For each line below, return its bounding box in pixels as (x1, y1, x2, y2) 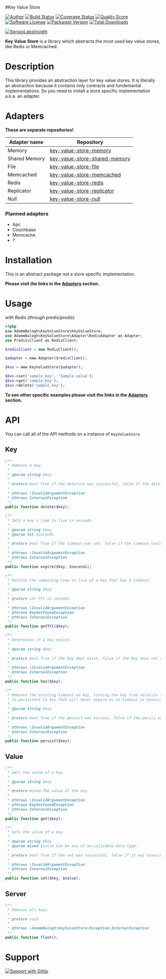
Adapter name (9, 138, 43, 145)
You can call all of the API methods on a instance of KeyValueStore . (5, 431, 141, 437)
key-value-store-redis (49, 179, 104, 186)
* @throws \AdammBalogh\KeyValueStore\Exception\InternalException (7, 926, 149, 931)
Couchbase (12, 227, 36, 233)
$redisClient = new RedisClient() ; (5, 347, 79, 352)
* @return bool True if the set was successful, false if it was (7, 853, 145, 857)
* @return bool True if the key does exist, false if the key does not (7, 656, 158, 661)
